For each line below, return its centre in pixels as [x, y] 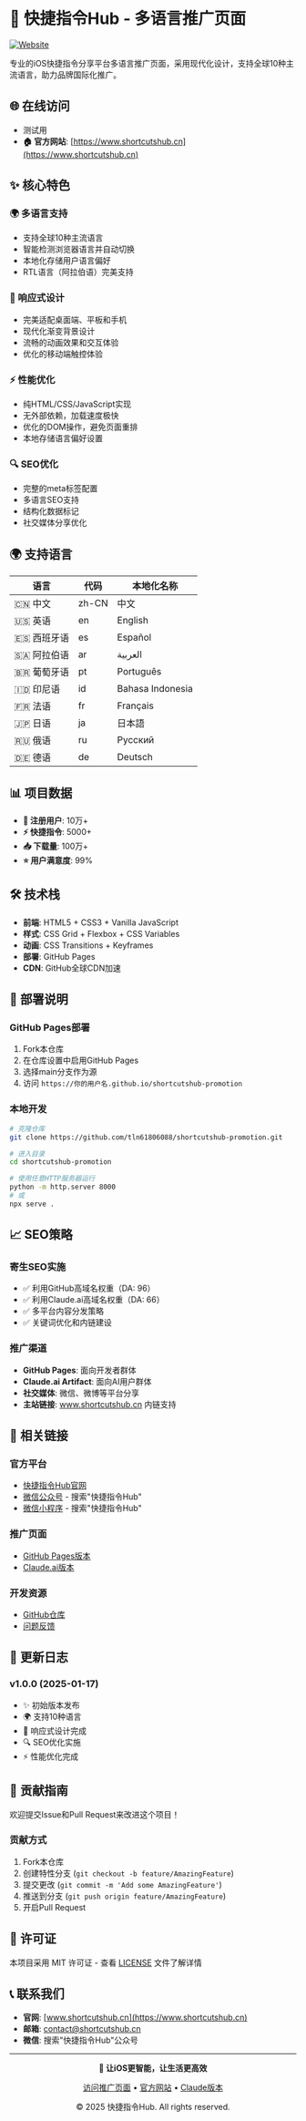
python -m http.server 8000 [63, 1187]
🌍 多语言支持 [39, 213]
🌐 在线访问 [40, 106]
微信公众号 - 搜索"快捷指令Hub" [82, 1497]
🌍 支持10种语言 [52, 1716]
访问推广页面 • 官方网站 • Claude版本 [153, 2087]
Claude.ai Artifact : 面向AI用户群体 [87, 1381]
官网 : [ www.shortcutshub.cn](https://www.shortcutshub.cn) [135, 2018]
